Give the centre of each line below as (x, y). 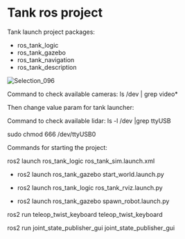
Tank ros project (55, 13)
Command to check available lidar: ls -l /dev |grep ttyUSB (89, 121)
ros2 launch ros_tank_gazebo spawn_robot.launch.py (93, 201)
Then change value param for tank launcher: (71, 107)
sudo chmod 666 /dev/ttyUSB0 (52, 134)
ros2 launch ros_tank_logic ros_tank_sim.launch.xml (81, 161)
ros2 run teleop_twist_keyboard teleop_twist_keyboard (85, 214)
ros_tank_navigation (46, 59)
